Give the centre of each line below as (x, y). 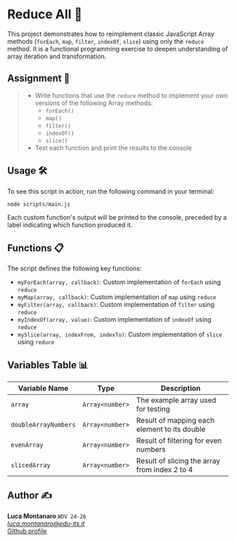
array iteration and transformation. (57, 56)
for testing (153, 409)
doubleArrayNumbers (43, 425)
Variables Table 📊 (48, 365)
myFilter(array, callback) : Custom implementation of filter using (116, 305)
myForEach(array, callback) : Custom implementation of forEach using (119, 282)
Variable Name (43, 389)
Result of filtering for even (179, 441)
